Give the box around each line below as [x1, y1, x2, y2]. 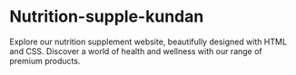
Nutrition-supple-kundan [9, 6, 204, 27]
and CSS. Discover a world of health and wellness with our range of [9, 45, 263, 56]
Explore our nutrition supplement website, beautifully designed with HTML [9, 36, 288, 47]
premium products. [9, 55, 81, 66]
